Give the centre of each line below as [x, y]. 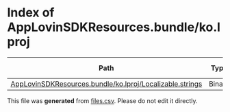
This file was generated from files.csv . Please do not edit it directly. [102, 100]
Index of [31, 13]
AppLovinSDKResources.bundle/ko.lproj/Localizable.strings [106, 84]
